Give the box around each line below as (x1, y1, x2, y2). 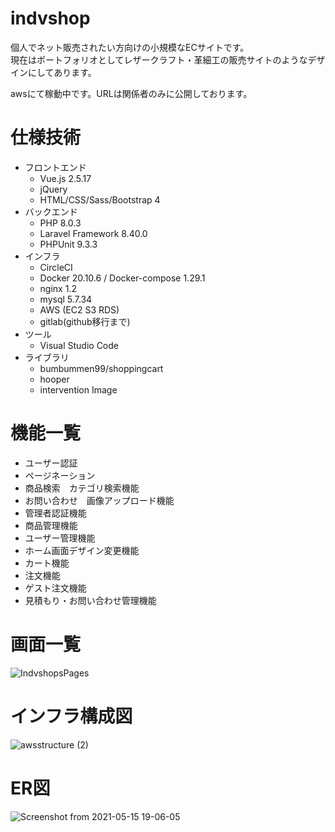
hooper (39, 373, 70, 385)
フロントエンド (24, 161, 87, 173)
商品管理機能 (24, 519, 78, 531)
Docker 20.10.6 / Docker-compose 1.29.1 (39, 272, 206, 284)
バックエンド (24, 205, 78, 217)
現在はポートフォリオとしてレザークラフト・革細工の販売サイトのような (10, 53, 308, 66)
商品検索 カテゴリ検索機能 (24, 482, 140, 494)
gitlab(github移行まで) (39, 315, 131, 327)
